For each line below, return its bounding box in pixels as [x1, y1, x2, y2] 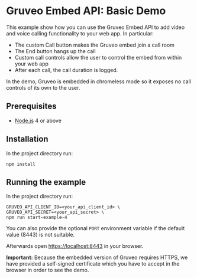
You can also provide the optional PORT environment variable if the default [6, 225, 185, 232]
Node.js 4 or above [14, 117, 62, 124]
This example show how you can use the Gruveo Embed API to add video [6, 24, 185, 31]
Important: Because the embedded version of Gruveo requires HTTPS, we [6, 254, 188, 261]
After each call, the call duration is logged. [14, 66, 118, 73]
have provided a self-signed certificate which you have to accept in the [6, 260, 180, 267]
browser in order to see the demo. [6, 267, 89, 274]
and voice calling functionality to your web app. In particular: [6, 30, 154, 37]
